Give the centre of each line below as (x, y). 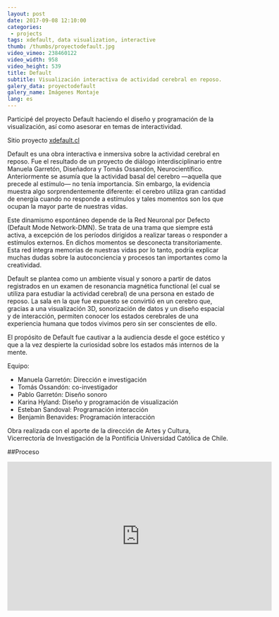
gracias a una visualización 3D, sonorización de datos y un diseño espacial (116, 308)
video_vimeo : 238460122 (42, 54)
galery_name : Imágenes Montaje (53, 92)
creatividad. (25, 265)
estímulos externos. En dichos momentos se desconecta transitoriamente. (115, 243)
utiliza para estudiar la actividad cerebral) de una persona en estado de (111, 294)
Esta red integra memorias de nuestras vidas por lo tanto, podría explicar (113, 250)
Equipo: (18, 366)
